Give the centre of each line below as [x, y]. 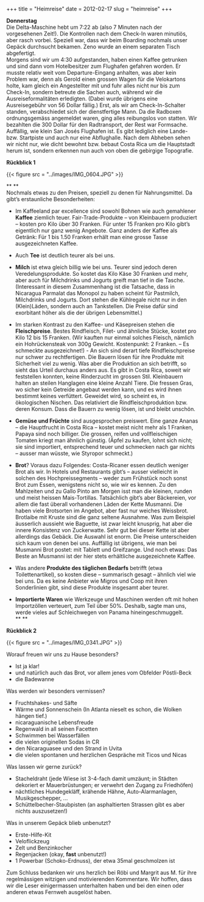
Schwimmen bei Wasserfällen [52, 735]
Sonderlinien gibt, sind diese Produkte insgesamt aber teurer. [92, 587]
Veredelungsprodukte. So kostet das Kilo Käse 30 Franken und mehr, [102, 274]
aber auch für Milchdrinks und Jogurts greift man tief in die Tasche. [100, 280]
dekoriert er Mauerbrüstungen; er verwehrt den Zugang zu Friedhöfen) [104, 785]
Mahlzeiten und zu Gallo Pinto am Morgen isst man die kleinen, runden [104, 491]
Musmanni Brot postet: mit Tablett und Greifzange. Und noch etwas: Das [106, 549]
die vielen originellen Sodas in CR [57, 742]
